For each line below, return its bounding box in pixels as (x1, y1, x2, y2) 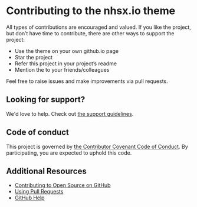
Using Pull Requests (14, 188, 64, 195)
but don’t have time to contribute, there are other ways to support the (6, 29, 175, 36)
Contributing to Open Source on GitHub (14, 182, 111, 189)
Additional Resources (6, 166, 87, 176)
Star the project (14, 54, 53, 61)
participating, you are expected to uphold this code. (6, 149, 132, 156)
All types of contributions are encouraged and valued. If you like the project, (6, 24, 192, 31)
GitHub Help (14, 194, 45, 201)
